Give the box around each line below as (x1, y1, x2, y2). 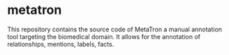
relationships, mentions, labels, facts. (7, 40, 114, 48)
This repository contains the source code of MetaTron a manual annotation (7, 25, 222, 33)
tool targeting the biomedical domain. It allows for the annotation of (7, 32, 201, 40)
